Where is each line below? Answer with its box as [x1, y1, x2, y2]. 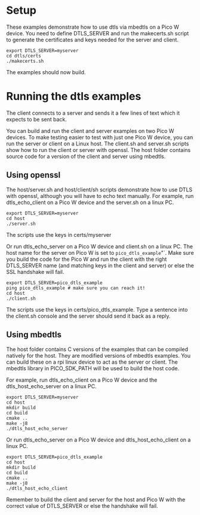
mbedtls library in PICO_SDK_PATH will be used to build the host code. [6, 364, 180, 371]
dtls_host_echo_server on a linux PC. [6, 382, 97, 389]
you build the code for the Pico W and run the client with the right [6, 255, 167, 263]
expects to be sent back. [6, 115, 67, 123]
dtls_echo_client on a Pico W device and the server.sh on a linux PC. [6, 199, 174, 206]
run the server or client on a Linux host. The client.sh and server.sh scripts [6, 140, 189, 147]
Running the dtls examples [6, 90, 141, 103]
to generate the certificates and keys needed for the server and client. [6, 36, 179, 43]
